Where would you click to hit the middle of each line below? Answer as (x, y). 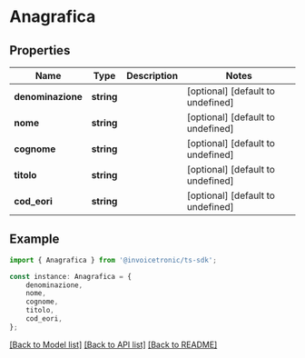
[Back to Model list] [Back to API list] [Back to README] (113, 344)
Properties (40, 50)
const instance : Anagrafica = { (70, 276)
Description (152, 76)
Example (34, 239)
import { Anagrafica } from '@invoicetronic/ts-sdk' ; (113, 260)
